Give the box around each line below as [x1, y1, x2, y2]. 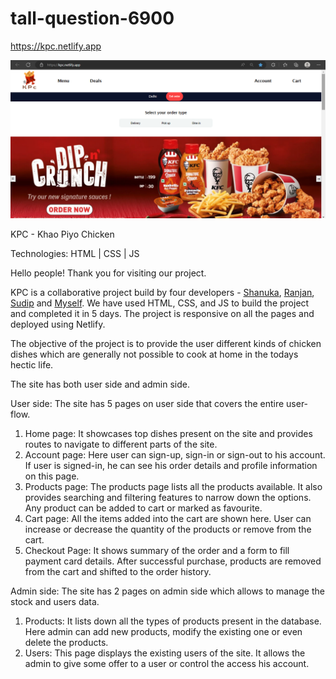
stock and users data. [10, 595, 100, 607]
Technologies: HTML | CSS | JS [10, 247, 140, 259]
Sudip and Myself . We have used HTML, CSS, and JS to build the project [10, 297, 310, 309]
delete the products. [24, 636, 109, 648]
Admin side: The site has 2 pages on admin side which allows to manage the [10, 585, 325, 597]
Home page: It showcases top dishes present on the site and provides [24, 427, 313, 439]
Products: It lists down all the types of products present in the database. [24, 615, 322, 627]
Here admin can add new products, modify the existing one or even [24, 625, 303, 637]
